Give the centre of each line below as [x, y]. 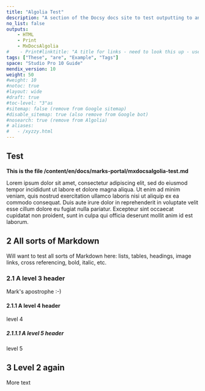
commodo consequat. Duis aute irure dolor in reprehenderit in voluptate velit [102, 202]
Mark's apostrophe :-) [34, 291]
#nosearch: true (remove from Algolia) [57, 120]
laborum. [18, 222]
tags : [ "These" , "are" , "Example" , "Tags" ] [63, 58]
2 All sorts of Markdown [53, 241]
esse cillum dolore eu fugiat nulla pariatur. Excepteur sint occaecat [90, 209]
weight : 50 [20, 75]
